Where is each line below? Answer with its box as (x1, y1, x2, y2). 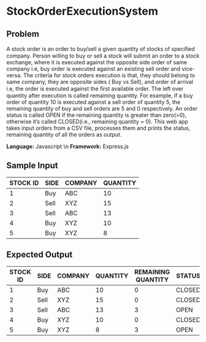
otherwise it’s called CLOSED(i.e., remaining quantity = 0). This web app (6, 118, 188, 125)
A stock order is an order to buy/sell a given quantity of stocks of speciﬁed (6, 45, 195, 53)
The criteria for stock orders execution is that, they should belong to (23, 72, 195, 79)
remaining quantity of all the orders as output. (6, 131, 122, 138)
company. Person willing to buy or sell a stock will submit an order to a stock (6, 52, 200, 59)
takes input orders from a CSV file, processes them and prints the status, (6, 124, 191, 132)
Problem (6, 29, 40, 39)
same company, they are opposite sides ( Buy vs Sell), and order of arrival (6, 78, 193, 85)
